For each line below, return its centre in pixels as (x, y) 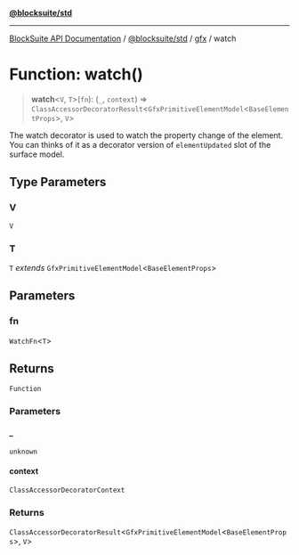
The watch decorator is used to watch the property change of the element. (146, 135)
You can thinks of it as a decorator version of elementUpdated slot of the (140, 144)
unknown (24, 452)
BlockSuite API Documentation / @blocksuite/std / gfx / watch (123, 38)
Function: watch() (77, 74)
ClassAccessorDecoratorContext (67, 490)
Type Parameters (58, 182)
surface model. (37, 154)
